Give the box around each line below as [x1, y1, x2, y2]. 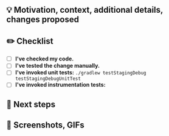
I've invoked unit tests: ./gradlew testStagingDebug [15, 69, 147, 76]
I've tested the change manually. [15, 62, 100, 70]
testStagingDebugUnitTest [15, 76, 81, 82]
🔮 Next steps [6, 99, 56, 109]
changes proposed [6, 15, 79, 25]
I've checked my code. [15, 55, 74, 63]
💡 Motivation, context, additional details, [6, 5, 163, 15]
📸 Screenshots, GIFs [6, 120, 85, 131]
